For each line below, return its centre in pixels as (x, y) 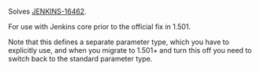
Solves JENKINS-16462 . (47, 11)
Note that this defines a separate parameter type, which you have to (119, 42)
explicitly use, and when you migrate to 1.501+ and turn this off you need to (130, 50)
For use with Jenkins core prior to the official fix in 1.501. (100, 26)
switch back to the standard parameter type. (80, 59)
